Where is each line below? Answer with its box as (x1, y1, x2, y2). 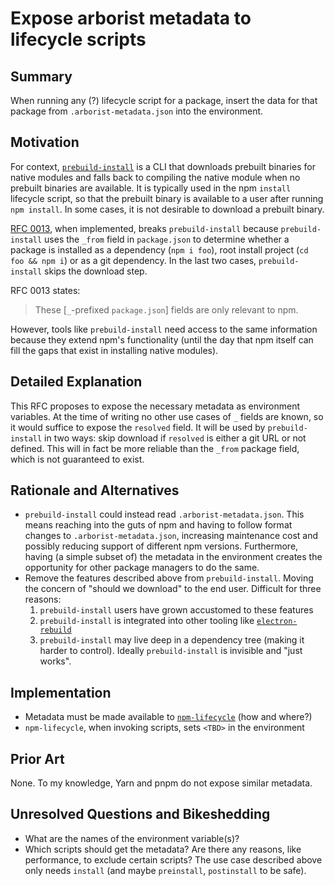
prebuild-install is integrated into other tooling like (39, 615, 255, 627)
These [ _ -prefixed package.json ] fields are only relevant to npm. (34, 303, 299, 316)
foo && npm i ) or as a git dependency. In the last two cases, (10, 254, 257, 266)
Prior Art (10, 750, 65, 767)
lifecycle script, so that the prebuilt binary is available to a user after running (10, 192, 324, 204)
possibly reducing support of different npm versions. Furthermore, (24, 540, 299, 552)
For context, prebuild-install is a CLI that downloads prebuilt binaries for (10, 160, 316, 172)
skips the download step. (44, 265, 148, 277)
